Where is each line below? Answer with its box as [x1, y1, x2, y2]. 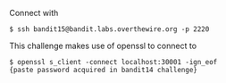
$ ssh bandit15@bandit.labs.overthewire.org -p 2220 [9, 25, 210, 34]
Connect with [9, 8, 59, 18]
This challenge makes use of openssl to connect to [9, 40, 197, 51]
